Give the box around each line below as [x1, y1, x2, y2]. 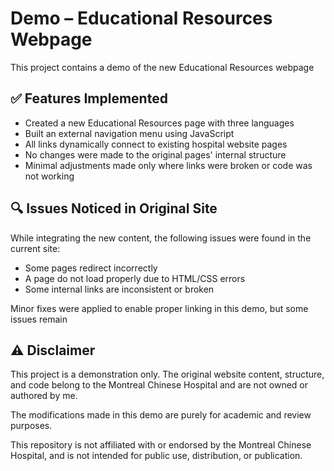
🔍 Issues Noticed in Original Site [10, 200, 218, 217]
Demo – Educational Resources [10, 7, 273, 30]
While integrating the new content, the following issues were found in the [10, 232, 312, 244]
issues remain [10, 313, 68, 325]
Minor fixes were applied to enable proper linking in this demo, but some [10, 302, 309, 314]
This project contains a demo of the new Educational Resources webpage [10, 61, 315, 73]
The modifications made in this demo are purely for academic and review [10, 409, 312, 421]
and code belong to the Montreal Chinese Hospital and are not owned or [10, 379, 309, 391]
